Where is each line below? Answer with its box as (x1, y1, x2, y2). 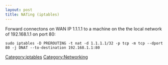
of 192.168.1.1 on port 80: (5, 31, 56, 37)
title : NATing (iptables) (5, 12, 59, 17)
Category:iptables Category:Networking (5, 53, 88, 60)
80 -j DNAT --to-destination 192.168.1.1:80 (5, 45, 100, 50)
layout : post (5, 7, 33, 12)
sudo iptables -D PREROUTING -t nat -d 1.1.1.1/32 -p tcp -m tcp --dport (5, 40, 163, 45)
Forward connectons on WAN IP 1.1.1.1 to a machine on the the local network (5, 25, 162, 31)
